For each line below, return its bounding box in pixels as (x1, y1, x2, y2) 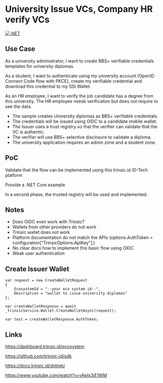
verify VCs (5, 14, 50, 25)
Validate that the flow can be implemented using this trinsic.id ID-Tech (5, 167, 148, 173)
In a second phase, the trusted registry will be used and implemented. (5, 191, 148, 197)
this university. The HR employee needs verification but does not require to (5, 98, 159, 104)
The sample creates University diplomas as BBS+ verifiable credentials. (12, 113, 159, 119)
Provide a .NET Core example (5, 182, 65, 188)
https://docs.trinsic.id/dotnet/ (5, 363, 65, 369)
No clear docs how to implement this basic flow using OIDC (12, 245, 134, 251)
